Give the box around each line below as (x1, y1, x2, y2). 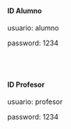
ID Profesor (7, 80, 45, 89)
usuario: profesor (7, 97, 63, 106)
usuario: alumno (7, 23, 59, 33)
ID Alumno (7, 5, 42, 15)
